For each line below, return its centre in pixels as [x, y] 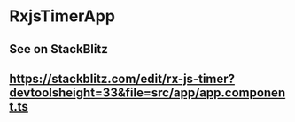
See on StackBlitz [58, 49]
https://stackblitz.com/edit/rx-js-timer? [122, 78]
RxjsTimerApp [62, 16]
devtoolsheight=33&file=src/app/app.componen [147, 92]
